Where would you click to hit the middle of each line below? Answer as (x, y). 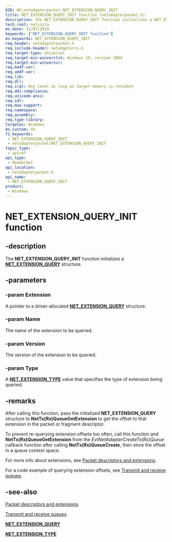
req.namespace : (21, 110)
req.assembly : (20, 115)
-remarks (20, 401)
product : (15, 187)
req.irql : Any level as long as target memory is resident (70, 86)
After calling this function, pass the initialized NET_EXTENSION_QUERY (81, 413)
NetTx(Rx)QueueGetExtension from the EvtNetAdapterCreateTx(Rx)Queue (85, 439)
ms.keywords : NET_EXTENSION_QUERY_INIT (48, 39)
